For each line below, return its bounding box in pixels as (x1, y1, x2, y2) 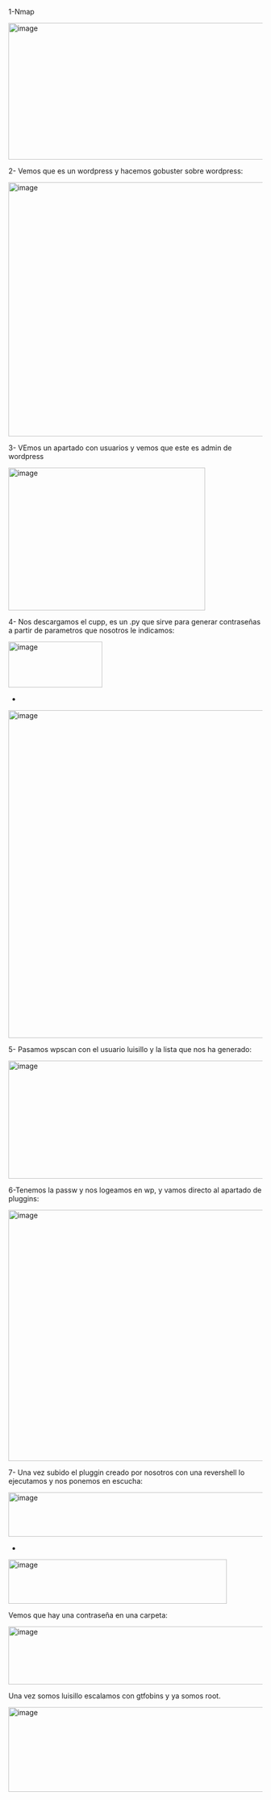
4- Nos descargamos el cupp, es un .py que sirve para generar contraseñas (8, 617, 261, 626)
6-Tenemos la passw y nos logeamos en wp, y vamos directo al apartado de (8, 1185, 262, 1195)
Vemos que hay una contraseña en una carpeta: (8, 1610, 168, 1620)
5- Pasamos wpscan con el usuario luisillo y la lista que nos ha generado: (8, 1045, 252, 1054)
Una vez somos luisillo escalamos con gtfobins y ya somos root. (8, 1691, 221, 1701)
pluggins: (8, 1194, 40, 1203)
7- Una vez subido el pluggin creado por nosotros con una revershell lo (8, 1468, 245, 1477)
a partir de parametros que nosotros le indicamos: (8, 625, 175, 635)
